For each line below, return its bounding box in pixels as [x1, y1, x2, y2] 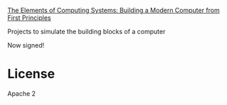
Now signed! [7, 41, 45, 49]
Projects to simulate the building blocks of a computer [7, 28, 166, 35]
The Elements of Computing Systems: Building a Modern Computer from [7, 6, 221, 14]
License [7, 66, 56, 82]
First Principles [7, 13, 51, 22]
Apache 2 [7, 89, 36, 98]
